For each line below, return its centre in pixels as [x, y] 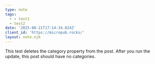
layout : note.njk [23, 37]
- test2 [18, 23]
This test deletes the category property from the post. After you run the [78, 51]
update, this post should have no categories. [50, 56]
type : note [16, 10]
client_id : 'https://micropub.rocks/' [45, 32]
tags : [11, 14]
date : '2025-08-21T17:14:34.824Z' [41, 28]
